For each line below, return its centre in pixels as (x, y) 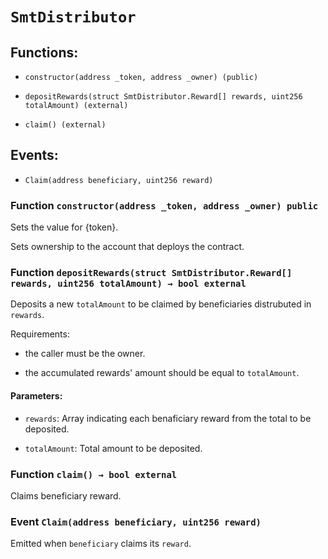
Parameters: (36, 396)
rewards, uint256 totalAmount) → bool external (128, 284)
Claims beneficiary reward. (66, 495)
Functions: (44, 52)
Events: (34, 155)
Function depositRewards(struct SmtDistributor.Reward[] (151, 273)
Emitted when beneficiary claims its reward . (101, 544)
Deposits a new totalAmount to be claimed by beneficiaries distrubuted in (161, 304)
